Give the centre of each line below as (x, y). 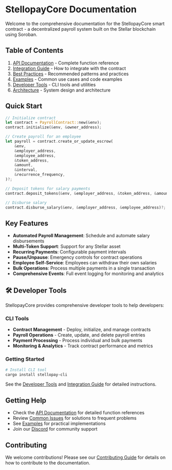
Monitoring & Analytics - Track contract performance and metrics (83, 346)
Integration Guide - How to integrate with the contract (69, 68)
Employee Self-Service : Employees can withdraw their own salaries (85, 263)
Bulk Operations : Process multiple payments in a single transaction (84, 268)
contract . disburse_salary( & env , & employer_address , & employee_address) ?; (86, 207)
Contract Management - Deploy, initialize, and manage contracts (82, 330)
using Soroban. (21, 34)
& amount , (24, 165)
